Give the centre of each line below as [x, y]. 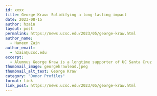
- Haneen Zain [25, 43]
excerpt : [15, 57]
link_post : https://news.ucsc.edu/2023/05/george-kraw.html [71, 85]
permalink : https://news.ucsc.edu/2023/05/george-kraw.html [71, 34]
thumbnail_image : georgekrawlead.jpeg [47, 67]
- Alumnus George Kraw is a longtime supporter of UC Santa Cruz [81, 62]
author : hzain [20, 24]
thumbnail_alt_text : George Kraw [41, 72]
